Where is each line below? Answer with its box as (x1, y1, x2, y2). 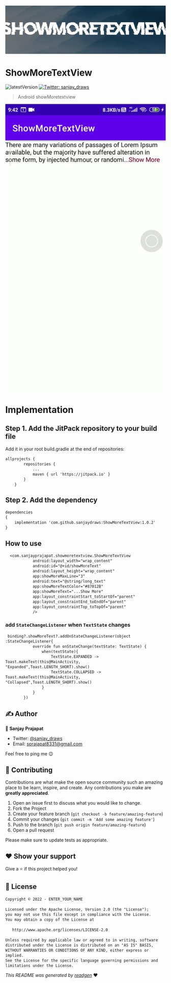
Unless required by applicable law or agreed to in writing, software (5, 938, 158, 943)
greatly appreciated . (5, 790, 49, 796)
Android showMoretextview (17, 94, 76, 100)
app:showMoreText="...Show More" (32, 589, 103, 595)
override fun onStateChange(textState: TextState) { (32, 644, 147, 649)
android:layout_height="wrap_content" (32, 568, 115, 574)
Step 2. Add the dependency (5, 495, 98, 504)
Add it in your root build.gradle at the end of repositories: (5, 446, 125, 452)
